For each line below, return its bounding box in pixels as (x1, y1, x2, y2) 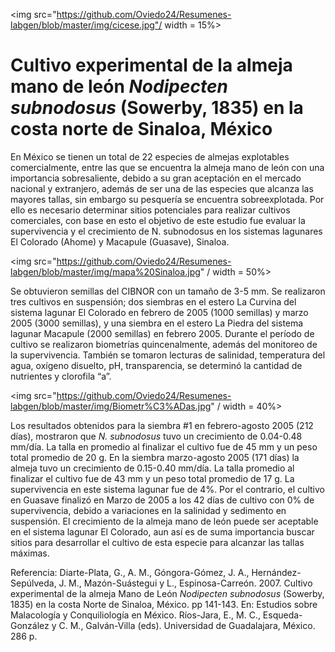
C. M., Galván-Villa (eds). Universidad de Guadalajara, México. (58, 619, 316, 631)
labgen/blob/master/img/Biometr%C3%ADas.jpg (10, 400, 212, 412)
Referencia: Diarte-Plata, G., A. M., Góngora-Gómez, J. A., (10, 566, 250, 578)
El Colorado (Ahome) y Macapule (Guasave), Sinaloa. (10, 235, 230, 248)
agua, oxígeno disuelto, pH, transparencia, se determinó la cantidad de (10, 359, 303, 371)
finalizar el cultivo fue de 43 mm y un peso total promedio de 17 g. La (10, 472, 295, 484)
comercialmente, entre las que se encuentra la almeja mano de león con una (10, 161, 325, 173)
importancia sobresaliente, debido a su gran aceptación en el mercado (10, 172, 302, 184)
